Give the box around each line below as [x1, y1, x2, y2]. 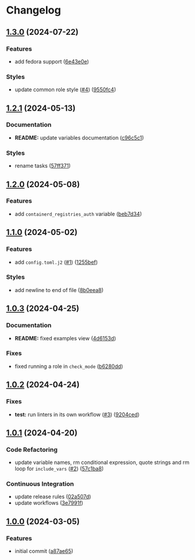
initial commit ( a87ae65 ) [14, 548, 74, 555]
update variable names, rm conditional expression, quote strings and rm [14, 459, 190, 466]
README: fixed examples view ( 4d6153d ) [14, 334, 117, 342]
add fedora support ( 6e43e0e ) [14, 58, 90, 65]
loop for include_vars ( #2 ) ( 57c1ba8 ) [14, 465, 104, 472]
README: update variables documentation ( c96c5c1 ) [14, 134, 144, 141]
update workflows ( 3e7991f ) [14, 499, 84, 506]
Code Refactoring [6, 445, 58, 453]
